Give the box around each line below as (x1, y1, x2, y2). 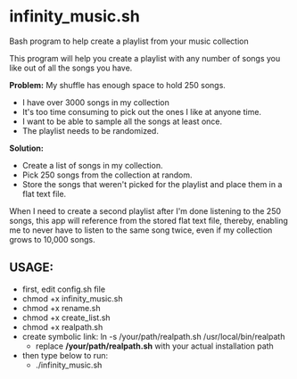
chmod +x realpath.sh (21, 321, 103, 332)
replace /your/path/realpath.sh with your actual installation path (35, 341, 274, 351)
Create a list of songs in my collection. (21, 160, 163, 170)
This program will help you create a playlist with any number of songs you (9, 53, 281, 63)
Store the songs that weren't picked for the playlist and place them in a (21, 178, 283, 189)
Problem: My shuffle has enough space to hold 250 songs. (9, 79, 226, 90)
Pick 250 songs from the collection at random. (21, 169, 194, 180)
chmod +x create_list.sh (21, 312, 111, 323)
